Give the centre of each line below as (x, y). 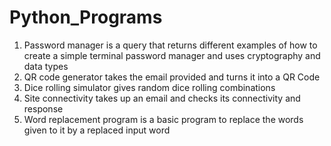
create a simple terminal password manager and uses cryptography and (172, 55)
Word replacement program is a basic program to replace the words (163, 119)
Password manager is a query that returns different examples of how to (170, 45)
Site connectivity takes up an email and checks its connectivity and (162, 98)
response (43, 108)
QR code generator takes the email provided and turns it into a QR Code (172, 77)
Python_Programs (86, 17)
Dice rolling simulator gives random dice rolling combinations (149, 87)
